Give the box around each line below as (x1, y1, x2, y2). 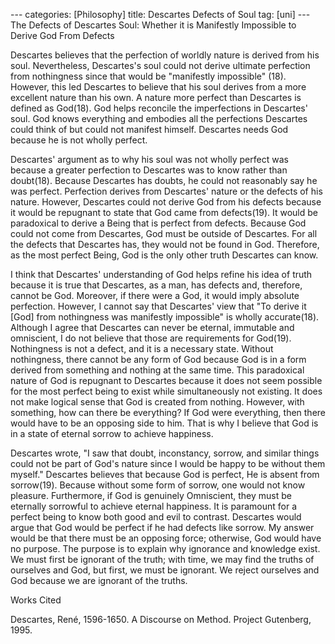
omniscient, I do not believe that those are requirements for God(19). (10, 332, 292, 344)
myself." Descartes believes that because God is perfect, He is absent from (10, 469, 320, 480)
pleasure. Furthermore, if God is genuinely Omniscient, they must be (10, 490, 292, 501)
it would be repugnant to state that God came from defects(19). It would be (10, 207, 318, 218)
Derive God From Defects (10, 30, 115, 41)
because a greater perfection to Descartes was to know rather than (10, 164, 288, 176)
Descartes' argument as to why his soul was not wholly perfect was (10, 154, 289, 165)
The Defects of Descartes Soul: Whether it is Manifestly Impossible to (10, 19, 297, 31)
